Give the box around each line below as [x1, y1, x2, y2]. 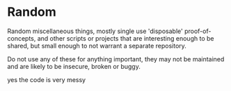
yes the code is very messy [7, 75, 86, 83]
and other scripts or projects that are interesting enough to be [37, 34, 214, 42]
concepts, [7, 34, 36, 42]
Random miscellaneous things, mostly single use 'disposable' [7, 27, 183, 35]
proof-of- [184, 27, 212, 35]
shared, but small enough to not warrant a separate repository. [7, 41, 186, 50]
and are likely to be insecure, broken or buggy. [7, 62, 141, 70]
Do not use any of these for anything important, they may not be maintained [7, 54, 225, 63]
